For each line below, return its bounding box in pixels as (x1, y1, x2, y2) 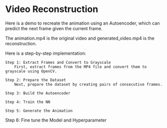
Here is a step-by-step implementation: (5, 50, 86, 56)
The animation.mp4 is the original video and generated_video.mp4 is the (5, 35, 154, 41)
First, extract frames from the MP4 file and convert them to (14, 64, 147, 69)
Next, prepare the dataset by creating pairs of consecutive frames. (14, 82, 163, 87)
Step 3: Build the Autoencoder (5, 90, 71, 96)
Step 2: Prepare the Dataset (5, 77, 66, 82)
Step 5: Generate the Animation (5, 108, 73, 113)
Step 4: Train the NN (5, 99, 51, 104)
